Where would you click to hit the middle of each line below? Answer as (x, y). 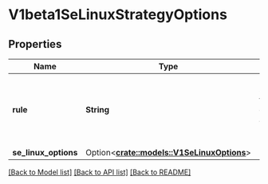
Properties (35, 44)
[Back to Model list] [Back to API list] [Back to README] (100, 172)
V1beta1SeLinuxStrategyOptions (118, 15)
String (97, 110)
